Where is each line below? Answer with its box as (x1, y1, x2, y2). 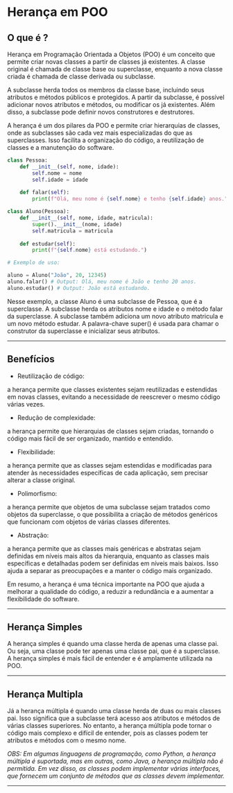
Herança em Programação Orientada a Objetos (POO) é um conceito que (7, 50, 216, 58)
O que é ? (7, 32, 49, 44)
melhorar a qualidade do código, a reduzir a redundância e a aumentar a (7, 587, 214, 595)
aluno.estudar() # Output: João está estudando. (7, 284, 150, 291)
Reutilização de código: (17, 372, 85, 380)
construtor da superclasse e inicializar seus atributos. (7, 327, 160, 335)
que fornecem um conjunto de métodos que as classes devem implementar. (7, 771, 225, 781)
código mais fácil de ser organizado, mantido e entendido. (7, 434, 173, 443)
